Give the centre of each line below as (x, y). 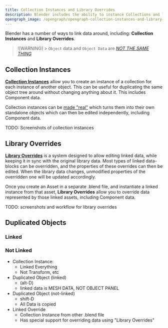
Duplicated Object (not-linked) (43, 293)
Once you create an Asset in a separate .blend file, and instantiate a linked (82, 187)
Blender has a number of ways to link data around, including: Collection (79, 34)
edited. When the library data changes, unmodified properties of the (75, 172)
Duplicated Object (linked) (39, 277)
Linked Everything (38, 267)
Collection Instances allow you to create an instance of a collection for (78, 82)
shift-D (27, 298)
